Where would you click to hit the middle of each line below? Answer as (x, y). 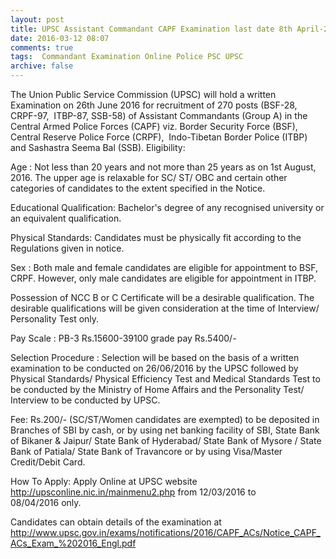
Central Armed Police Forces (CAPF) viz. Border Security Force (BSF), (154, 126)
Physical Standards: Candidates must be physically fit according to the (156, 237)
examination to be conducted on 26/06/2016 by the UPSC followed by (154, 368)
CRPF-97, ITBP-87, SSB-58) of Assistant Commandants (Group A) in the (159, 115)
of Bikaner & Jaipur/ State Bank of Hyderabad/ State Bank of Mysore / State (166, 440)
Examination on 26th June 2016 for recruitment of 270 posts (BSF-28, (154, 105)
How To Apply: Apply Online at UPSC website (104, 481)
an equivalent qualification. (66, 218)
